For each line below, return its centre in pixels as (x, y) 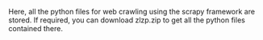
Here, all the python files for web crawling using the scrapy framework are (132, 12)
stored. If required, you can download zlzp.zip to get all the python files (127, 20)
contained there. (35, 28)
